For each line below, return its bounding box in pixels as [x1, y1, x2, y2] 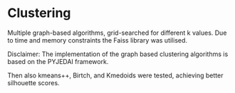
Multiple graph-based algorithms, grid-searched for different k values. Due [7, 28, 227, 37]
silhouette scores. [7, 78, 60, 87]
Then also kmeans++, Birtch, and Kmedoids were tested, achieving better [7, 71, 224, 80]
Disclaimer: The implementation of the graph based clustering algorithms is [7, 50, 229, 58]
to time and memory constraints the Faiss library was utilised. [7, 35, 187, 44]
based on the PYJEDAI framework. [7, 57, 109, 65]
